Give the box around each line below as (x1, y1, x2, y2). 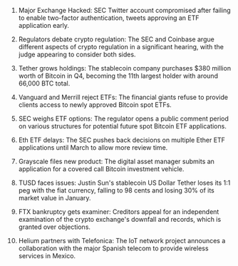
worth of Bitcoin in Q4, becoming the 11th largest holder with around (18, 71, 218, 80)
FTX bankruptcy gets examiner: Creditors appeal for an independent (18, 208, 219, 216)
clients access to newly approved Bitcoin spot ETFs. (18, 101, 172, 109)
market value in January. (18, 194, 91, 202)
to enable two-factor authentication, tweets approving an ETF (18, 14, 200, 22)
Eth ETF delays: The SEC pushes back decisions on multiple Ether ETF (18, 135, 225, 144)
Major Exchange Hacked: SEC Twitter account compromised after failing (18, 6, 231, 14)
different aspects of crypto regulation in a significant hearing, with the (18, 43, 224, 51)
